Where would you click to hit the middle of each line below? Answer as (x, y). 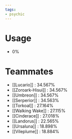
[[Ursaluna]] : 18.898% (35, 126)
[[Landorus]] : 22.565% (36, 121)
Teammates (29, 71)
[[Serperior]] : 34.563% (36, 100)
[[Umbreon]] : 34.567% (35, 95)
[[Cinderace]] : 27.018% (36, 116)
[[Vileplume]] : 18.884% (36, 132)
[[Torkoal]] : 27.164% (33, 106)
